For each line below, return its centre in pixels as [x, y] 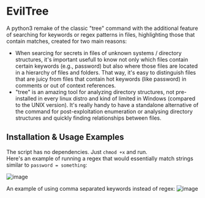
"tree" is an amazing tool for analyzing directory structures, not [95, 92]
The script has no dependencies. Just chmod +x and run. [77, 152]
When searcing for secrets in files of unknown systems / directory [98, 53]
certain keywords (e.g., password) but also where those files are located [106, 66]
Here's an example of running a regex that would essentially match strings [100, 158]
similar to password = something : [47, 165]
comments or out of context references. [65, 85]
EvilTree [28, 11]
